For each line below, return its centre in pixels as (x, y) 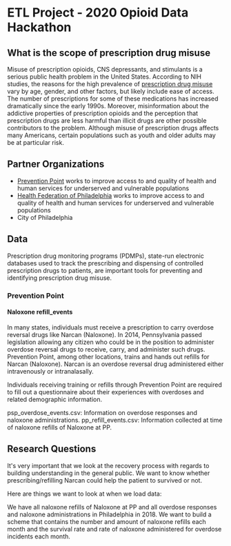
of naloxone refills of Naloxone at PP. (60, 427)
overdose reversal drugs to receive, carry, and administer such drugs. (106, 349)
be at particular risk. (36, 142)
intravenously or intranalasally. (51, 371)
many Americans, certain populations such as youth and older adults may (111, 135)
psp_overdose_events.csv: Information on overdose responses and (102, 412)
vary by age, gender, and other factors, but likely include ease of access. (111, 91)
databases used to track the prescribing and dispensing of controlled (105, 263)
